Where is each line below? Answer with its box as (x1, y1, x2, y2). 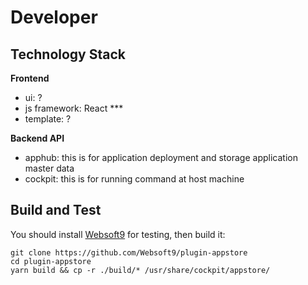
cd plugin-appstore (10, 256, 92, 266)
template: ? (24, 113, 72, 125)
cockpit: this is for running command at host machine (24, 173, 245, 185)
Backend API (10, 132, 65, 144)
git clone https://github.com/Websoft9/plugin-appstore (10, 247, 248, 258)
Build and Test (10, 202, 102, 219)
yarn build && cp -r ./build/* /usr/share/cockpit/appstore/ (10, 265, 271, 275)
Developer (10, 6, 98, 29)
